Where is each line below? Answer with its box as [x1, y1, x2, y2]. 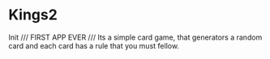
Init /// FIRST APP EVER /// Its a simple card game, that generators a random [8, 32, 263, 42]
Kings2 [8, 6, 58, 24]
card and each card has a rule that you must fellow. [8, 40, 180, 50]
